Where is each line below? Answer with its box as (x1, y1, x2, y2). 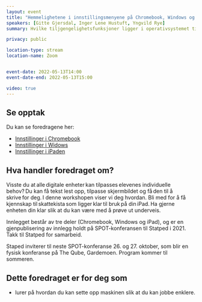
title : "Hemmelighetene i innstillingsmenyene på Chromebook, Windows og (6, 14, 195, 20)
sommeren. (6, 256, 34, 263)
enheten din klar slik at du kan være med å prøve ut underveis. (6, 207, 161, 214)
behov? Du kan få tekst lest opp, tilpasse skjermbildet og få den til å (6, 187, 173, 195)
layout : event (6, 8, 42, 15)
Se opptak (6, 107, 45, 118)
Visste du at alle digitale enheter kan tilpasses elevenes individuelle (6, 181, 171, 189)
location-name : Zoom (6, 53, 58, 59)
